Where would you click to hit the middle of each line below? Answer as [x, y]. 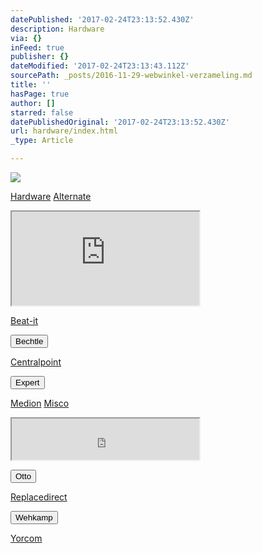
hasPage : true [40, 94]
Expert [27, 382]
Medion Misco [40, 403]
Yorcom [26, 538]
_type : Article [42, 141]
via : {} [26, 38]
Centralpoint [36, 362]
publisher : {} [40, 57]
